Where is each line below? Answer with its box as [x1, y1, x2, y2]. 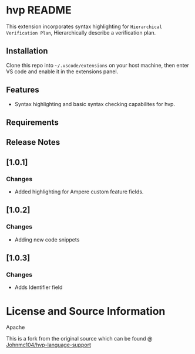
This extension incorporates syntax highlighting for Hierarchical [6, 23, 163, 30]
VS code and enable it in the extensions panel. [6, 68, 119, 75]
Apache [6, 324, 25, 331]
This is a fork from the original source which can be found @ [6, 335, 153, 342]
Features [6, 85, 39, 95]
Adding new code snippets [14, 236, 80, 243]
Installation [6, 46, 48, 56]
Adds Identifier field [14, 284, 63, 291]
